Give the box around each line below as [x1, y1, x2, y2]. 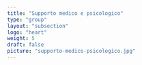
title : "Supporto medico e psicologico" [7, 9, 124, 17]
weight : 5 [7, 35, 35, 42]
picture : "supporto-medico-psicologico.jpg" [7, 48, 136, 55]
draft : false [7, 41, 44, 48]
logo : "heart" [7, 28, 48, 36]
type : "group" [7, 16, 48, 23]
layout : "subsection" [7, 22, 69, 29]
